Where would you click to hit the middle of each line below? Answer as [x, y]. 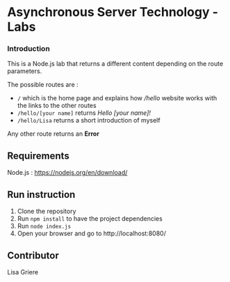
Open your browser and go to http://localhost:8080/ [92, 233]
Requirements [38, 156]
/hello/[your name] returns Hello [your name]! [84, 113]
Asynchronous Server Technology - [113, 12]
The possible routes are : [43, 85]
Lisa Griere [23, 272]
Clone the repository [47, 211]
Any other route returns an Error [53, 134]
